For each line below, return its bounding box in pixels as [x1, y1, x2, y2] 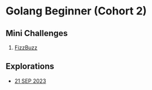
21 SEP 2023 [14, 77, 46, 85]
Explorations [5, 61, 55, 71]
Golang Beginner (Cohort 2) [5, 4, 147, 18]
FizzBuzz [14, 44, 37, 51]
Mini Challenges [5, 28, 68, 38]
